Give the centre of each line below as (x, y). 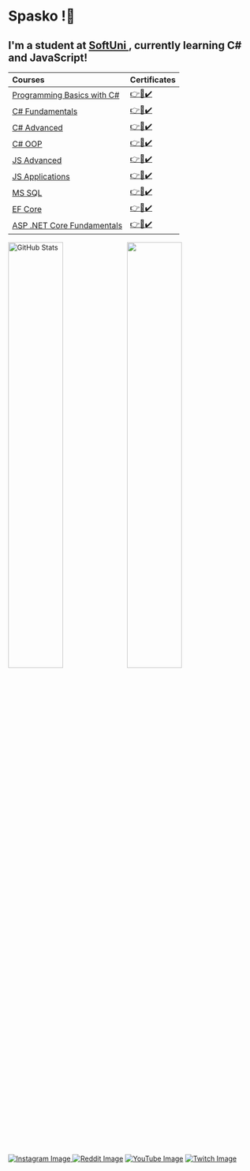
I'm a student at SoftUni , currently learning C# (125, 45)
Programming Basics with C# (66, 95)
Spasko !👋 (42, 16)
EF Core (27, 209)
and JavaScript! (48, 57)
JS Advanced (37, 160)
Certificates (153, 80)
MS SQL (27, 193)
